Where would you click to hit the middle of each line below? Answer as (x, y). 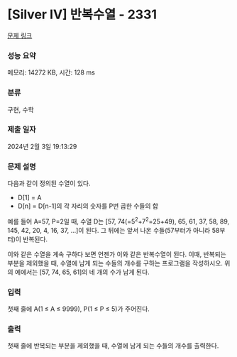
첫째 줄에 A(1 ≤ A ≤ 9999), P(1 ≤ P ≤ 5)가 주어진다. (79, 309)
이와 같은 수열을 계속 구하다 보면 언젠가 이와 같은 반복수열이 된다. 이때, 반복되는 (117, 254)
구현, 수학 (21, 109)
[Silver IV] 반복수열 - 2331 (82, 15)
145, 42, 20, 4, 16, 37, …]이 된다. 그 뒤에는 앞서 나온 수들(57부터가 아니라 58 (114, 230)
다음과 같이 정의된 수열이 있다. (49, 183)
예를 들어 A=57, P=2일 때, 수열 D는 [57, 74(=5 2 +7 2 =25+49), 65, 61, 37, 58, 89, (118, 221)
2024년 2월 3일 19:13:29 (42, 146)
